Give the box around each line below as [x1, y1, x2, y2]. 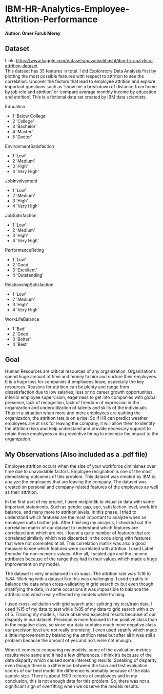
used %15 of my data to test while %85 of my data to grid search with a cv [5, 606, 155, 612]
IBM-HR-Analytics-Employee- [5, 3, 130, 15]
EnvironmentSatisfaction [5, 143, 55, 149]
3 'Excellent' [12, 267, 38, 273]
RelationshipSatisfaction [5, 282, 54, 287]
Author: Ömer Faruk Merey [5, 30, 61, 36]
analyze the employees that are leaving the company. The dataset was [5, 479, 147, 485]
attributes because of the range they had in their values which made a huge [5, 556, 158, 562]
